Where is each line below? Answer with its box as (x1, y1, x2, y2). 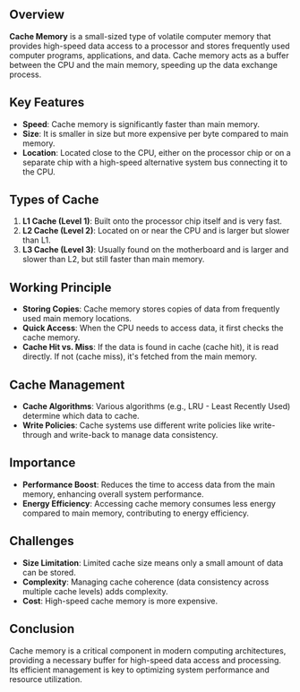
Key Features (9, 95, 85, 110)
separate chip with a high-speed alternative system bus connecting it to (21, 157, 288, 167)
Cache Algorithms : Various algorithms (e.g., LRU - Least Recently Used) (21, 401, 291, 412)
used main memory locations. (21, 313, 133, 324)
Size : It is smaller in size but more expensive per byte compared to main (21, 128, 289, 139)
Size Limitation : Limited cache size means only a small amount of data (21, 557, 284, 568)
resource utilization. (9, 673, 82, 684)
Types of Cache (9, 192, 99, 208)
